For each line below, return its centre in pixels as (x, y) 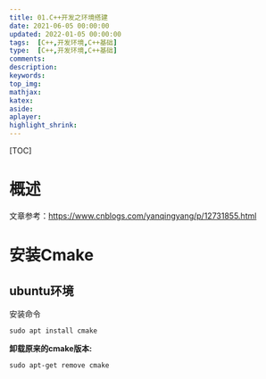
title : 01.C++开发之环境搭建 (59, 17)
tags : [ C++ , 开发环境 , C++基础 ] (63, 42)
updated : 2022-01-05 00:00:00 (66, 34)
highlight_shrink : (43, 126)
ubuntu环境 (42, 291)
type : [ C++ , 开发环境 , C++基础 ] (63, 51)
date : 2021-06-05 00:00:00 (59, 26)
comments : (28, 59)
